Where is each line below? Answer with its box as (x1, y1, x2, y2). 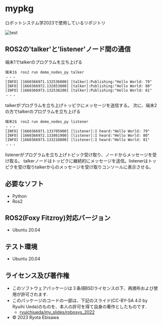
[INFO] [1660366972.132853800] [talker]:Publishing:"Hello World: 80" (5, 83, 152, 88)
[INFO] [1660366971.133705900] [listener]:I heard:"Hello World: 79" (5, 129, 150, 134)
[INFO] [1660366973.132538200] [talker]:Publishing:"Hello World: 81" (5, 88, 152, 93)
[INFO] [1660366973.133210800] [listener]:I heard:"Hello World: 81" (5, 137, 150, 142)
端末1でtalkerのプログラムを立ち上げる (5, 59, 82, 65)
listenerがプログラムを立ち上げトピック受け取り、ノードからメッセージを (5, 152, 153, 158)
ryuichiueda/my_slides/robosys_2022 (19, 309, 95, 315)
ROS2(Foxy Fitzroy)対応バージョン (5, 214, 111, 222)
